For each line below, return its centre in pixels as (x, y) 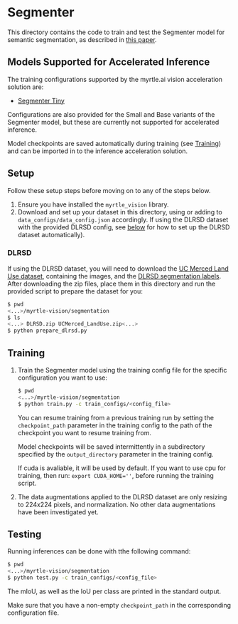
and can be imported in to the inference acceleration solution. (98, 151)
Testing (25, 535)
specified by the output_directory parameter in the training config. (116, 454)
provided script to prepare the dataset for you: (75, 291)
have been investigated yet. (58, 512)
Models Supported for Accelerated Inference (109, 62)
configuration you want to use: (63, 378)
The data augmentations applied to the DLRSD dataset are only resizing (122, 496)
